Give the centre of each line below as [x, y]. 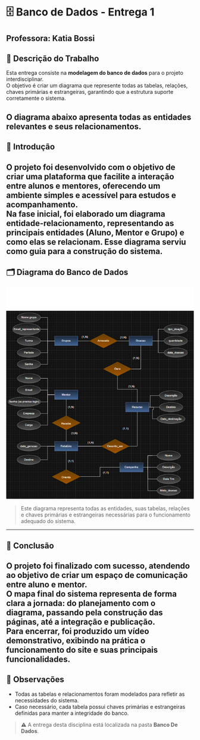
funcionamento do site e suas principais [82, 650]
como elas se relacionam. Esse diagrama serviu [96, 242]
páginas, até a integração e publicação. [81, 622]
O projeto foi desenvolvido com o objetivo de [91, 167]
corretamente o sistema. [36, 98]
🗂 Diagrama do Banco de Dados [67, 272]
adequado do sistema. [48, 521]
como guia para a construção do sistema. [85, 251]
